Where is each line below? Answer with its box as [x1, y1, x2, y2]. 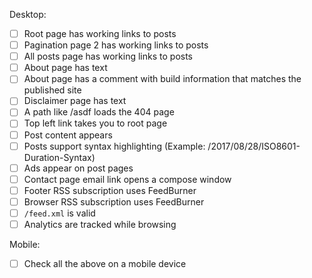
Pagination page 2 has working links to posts [23, 39, 209, 51]
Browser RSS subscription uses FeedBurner [23, 195, 205, 208]
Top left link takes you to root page [23, 117, 168, 129]
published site [23, 84, 82, 96]
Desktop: [9, 9, 47, 20]
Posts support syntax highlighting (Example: [23, 140, 206, 152]
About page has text [23, 62, 108, 74]
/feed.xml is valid [23, 207, 96, 219]
